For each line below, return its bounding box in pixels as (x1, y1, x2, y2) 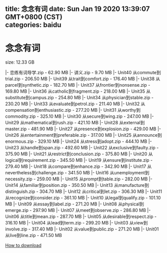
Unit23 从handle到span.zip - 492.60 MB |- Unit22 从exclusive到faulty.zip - (5, 145, 159, 151)
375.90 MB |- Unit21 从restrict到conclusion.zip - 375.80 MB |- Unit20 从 (5, 151, 153, 157)
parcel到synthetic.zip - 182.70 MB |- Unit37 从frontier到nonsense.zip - (5, 82, 150, 88)
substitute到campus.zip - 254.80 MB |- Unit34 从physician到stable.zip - (5, 95, 154, 101)
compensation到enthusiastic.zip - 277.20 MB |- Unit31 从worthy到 (5, 107, 141, 113)
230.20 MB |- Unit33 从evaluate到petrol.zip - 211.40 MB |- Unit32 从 (5, 101, 145, 107)
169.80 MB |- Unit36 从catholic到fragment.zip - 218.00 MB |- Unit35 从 (5, 88, 151, 94)
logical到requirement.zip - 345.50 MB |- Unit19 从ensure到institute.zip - (5, 157, 153, 163)
